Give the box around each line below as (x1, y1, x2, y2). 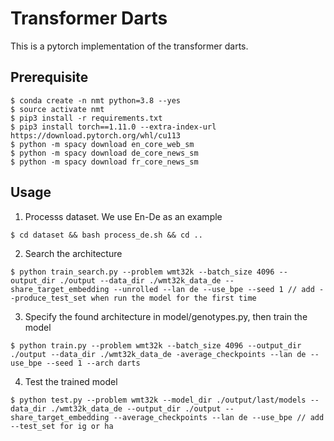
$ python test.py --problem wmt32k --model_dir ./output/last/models (10, 395, 307, 405)
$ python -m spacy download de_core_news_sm (10, 148, 199, 158)
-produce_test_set (10, 293, 87, 303)
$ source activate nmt (10, 104, 105, 114)
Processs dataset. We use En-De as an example (24, 210, 223, 222)
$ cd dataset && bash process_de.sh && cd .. (10, 230, 203, 240)
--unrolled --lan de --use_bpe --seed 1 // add (113, 284, 315, 294)
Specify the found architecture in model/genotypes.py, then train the (24, 310, 308, 322)
